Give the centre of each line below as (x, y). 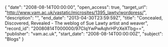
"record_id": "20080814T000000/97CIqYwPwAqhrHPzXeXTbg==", (75, 28)
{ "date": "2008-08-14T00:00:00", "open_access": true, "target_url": (76, 7)
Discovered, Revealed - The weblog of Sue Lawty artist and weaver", (77, 23)
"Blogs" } (14, 39)
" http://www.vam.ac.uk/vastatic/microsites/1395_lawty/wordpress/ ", (76, 12)
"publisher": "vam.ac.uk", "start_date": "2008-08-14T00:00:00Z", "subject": (84, 34)
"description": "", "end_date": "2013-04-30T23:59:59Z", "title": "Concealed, (84, 18)
